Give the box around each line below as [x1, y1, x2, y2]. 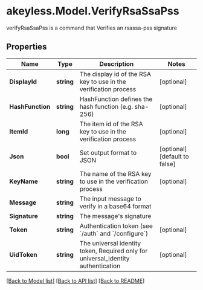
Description [99, 59, 134, 68]
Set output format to [79, 148, 137, 156]
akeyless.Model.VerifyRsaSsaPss [6, 4, 179, 18]
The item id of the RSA [79, 120, 143, 128]
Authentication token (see [79, 222, 153, 230]
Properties [6, 42, 47, 52]
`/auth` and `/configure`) [79, 229, 148, 237]
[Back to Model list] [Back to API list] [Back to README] [6, 277, 145, 285]
